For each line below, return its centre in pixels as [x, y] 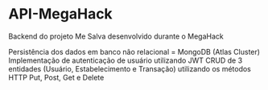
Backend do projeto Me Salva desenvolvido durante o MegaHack [116, 36]
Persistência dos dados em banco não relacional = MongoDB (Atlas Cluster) [134, 51]
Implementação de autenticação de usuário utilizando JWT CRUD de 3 [126, 60]
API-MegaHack [60, 14]
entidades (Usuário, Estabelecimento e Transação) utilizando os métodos [130, 68]
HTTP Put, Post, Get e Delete [56, 77]
